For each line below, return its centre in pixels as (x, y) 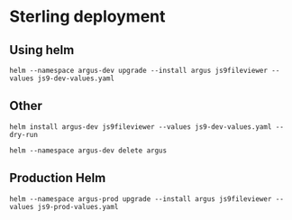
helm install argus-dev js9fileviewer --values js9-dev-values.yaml (141, 127)
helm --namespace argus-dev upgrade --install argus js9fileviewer (139, 70)
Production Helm (58, 178)
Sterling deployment (87, 17)
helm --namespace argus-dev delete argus (88, 151)
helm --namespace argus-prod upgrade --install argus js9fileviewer (141, 199)
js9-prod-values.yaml (78, 206)
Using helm (42, 50)
